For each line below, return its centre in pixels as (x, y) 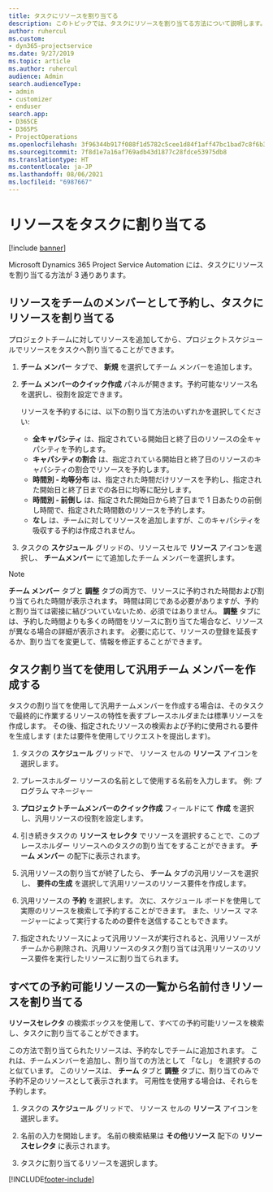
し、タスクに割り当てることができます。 (76, 1034)
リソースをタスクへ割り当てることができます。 (100, 349)
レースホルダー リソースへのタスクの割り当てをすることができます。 (134, 846)
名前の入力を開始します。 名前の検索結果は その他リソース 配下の (130, 1136)
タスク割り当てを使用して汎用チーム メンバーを (127, 670)
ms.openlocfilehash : (43, 144)
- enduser (25, 106)
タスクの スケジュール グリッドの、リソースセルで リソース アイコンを (137, 547)
